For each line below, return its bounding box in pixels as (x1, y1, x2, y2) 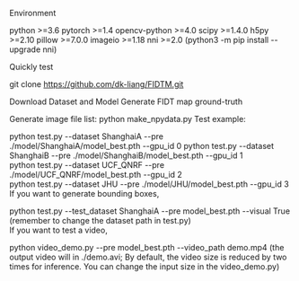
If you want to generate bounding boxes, (9, 189, 160, 198)
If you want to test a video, (9, 224, 108, 235)
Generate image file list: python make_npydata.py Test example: (9, 114, 247, 124)
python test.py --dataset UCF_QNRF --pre (9, 160, 164, 170)
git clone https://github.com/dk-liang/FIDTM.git (9, 79, 184, 89)
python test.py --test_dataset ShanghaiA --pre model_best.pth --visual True (9, 206, 290, 216)
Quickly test (9, 62, 54, 72)
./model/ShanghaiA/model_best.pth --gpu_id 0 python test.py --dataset (9, 141, 275, 151)
